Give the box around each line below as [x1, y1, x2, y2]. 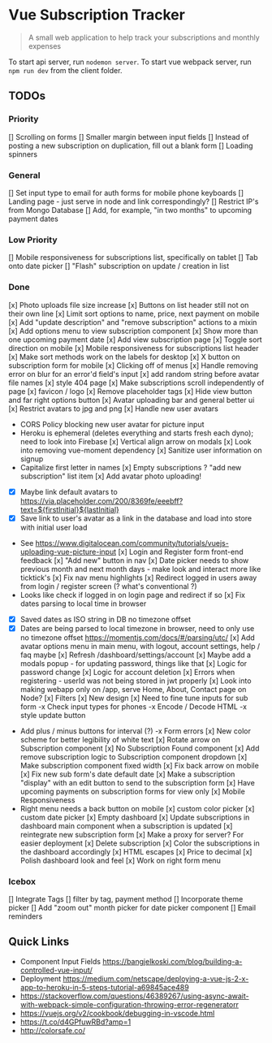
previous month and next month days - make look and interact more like [19, 564, 261, 573]
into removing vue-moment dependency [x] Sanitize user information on [19, 445, 262, 455]
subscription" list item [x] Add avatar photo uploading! [19, 471, 201, 481]
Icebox [8, 876, 37, 887]
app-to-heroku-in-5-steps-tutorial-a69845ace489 [19, 982, 189, 992]
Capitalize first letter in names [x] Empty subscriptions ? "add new [19, 462, 242, 472]
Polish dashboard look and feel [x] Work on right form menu [19, 855, 221, 865]
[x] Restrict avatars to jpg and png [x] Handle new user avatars [8, 404, 219, 413]
